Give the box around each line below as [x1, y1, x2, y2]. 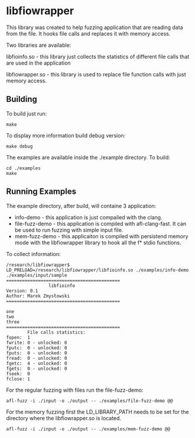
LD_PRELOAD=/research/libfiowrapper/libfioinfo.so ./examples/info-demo [6, 267, 189, 273]
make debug [6, 143, 33, 149]
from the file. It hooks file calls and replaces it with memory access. [6, 30, 171, 37]
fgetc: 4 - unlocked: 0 [6, 360, 67, 366]
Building [6, 94, 37, 104]
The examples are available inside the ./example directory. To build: [6, 154, 170, 161]
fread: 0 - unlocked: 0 [6, 355, 67, 361]
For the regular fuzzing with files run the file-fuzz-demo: [6, 386, 144, 394]
